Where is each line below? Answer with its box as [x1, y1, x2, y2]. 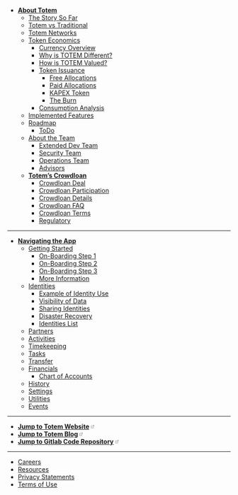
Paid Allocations [49, 81, 97, 89]
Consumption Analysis [38, 104, 105, 112]
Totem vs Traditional [28, 21, 89, 29]
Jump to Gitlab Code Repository [17, 438, 114, 445]
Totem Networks [28, 28, 77, 37]
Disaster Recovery [38, 312, 93, 320]
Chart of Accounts [38, 372, 93, 380]
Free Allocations [49, 74, 97, 82]
